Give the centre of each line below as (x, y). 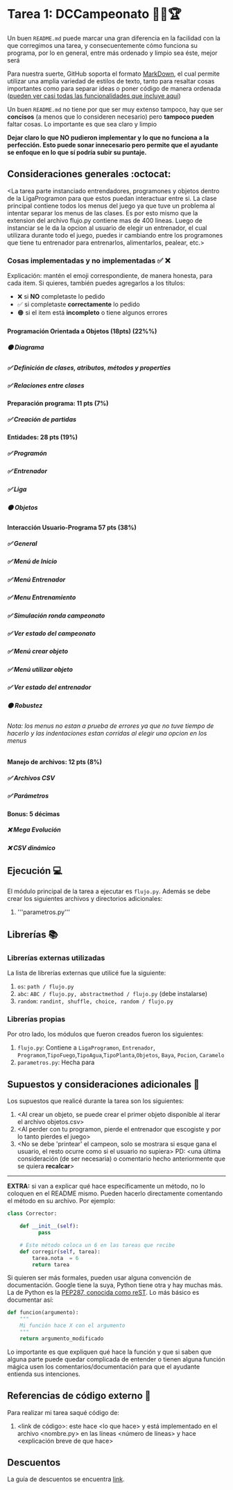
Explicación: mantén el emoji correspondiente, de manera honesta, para (110, 276)
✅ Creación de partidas (42, 419)
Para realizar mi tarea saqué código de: (63, 1412)
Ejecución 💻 (35, 871)
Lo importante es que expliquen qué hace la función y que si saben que (109, 1352)
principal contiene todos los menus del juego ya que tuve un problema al (111, 206)
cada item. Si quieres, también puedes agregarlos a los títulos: (96, 283)
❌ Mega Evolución (34, 830)
